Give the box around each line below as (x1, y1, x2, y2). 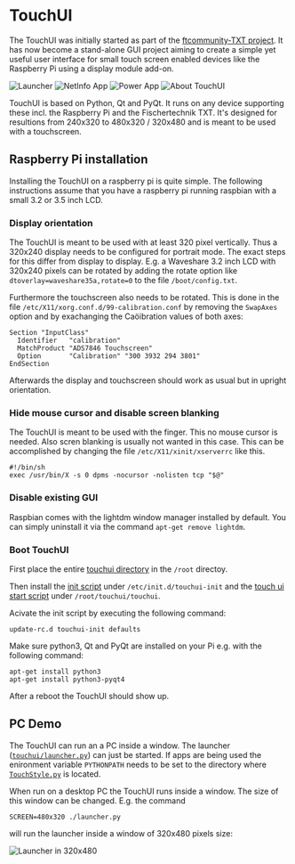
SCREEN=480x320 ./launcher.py (9, 812, 122, 821)
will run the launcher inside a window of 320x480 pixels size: (9, 827, 234, 838)
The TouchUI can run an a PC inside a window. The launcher (9, 740, 231, 751)
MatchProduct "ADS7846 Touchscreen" (17, 344, 153, 353)
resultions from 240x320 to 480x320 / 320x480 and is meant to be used (9, 117, 276, 127)
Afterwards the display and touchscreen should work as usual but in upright (9, 375, 287, 386)
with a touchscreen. (9, 126, 82, 136)
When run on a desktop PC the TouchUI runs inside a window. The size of (9, 786, 279, 796)
